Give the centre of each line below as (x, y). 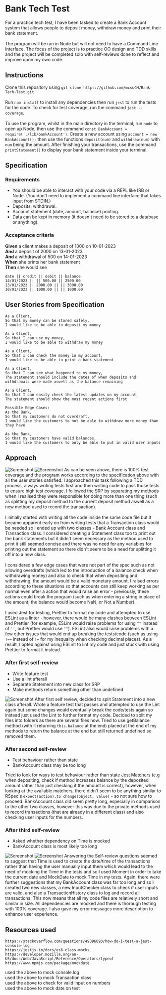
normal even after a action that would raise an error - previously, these (77, 591)
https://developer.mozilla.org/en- (42, 955)
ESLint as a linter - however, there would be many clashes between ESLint (81, 618)
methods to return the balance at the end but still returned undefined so (79, 731)
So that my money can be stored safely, (48, 320)
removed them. (21, 736)
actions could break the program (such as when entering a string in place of (83, 597)
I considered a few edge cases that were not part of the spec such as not (80, 565)
